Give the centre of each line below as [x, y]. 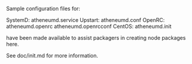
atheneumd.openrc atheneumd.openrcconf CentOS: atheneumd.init [89, 26]
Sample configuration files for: [43, 9]
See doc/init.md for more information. [52, 55]
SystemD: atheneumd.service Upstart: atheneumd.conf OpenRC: [86, 20]
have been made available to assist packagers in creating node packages [96, 38]
